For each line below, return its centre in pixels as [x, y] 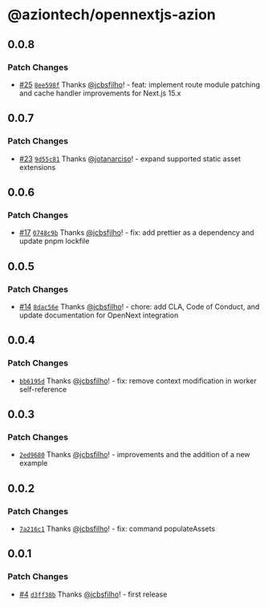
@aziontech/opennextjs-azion [112, 15]
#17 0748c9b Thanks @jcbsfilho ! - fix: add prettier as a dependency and [136, 233]
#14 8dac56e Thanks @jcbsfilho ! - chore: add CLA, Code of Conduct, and [139, 306]
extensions [37, 167]
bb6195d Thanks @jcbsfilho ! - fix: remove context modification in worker [138, 380]
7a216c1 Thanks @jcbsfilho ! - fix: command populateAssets [117, 528]
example [33, 463]
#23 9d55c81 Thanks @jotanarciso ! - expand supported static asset [130, 159]
